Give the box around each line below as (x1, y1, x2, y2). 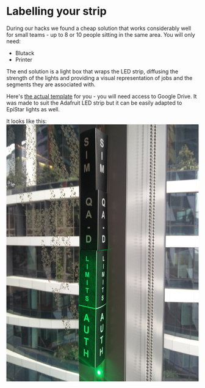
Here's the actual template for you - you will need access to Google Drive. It (6, 92, 197, 100)
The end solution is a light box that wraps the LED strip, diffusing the (6, 67, 179, 75)
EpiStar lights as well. (6, 105, 60, 113)
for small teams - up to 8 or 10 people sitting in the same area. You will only (6, 31, 195, 38)
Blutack (15, 49, 35, 56)
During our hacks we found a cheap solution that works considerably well (6, 24, 191, 32)
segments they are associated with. (6, 81, 96, 88)
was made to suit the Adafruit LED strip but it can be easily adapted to (6, 99, 182, 106)
